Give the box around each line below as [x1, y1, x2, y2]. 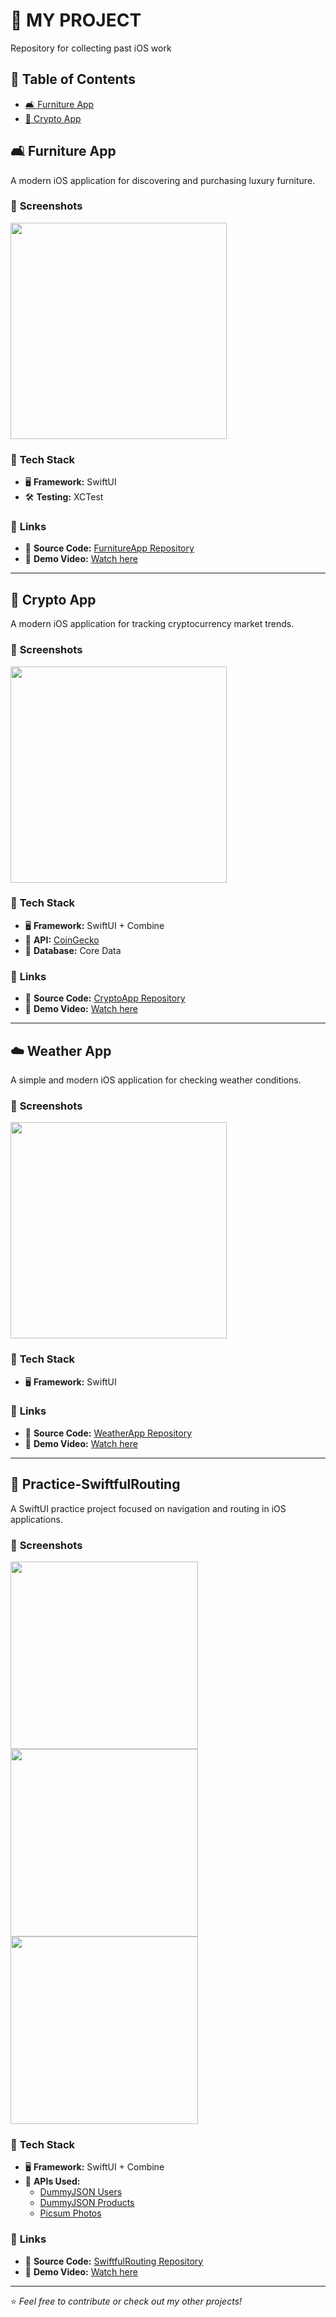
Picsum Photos [39, 2207, 102, 2219]
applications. [10, 1513, 63, 1525]
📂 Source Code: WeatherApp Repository [24, 1427, 193, 1439]
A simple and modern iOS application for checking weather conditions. [10, 1074, 302, 1086]
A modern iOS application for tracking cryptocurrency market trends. [10, 618, 295, 630]
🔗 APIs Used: [24, 2175, 81, 2188]
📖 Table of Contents [10, 71, 136, 88]
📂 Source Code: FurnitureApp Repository [24, 542, 195, 554]
